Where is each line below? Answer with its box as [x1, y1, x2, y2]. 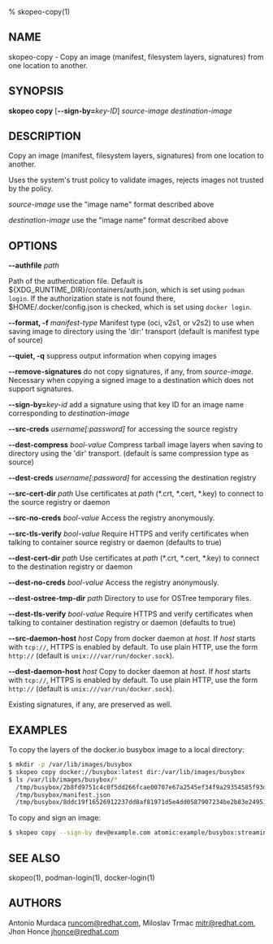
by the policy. [8, 184, 54, 194]
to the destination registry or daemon [8, 562, 133, 572]
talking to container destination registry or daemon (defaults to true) [8, 618, 236, 628]
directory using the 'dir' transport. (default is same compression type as [8, 449, 249, 459]
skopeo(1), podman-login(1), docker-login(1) [8, 873, 156, 882]
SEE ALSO [8, 851, 61, 865]
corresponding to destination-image [8, 408, 130, 418]
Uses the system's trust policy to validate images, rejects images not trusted [8, 175, 264, 185]
